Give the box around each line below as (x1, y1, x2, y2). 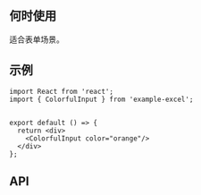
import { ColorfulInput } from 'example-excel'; (9, 95, 194, 104)
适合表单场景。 (9, 34, 64, 45)
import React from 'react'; (9, 87, 114, 96)
